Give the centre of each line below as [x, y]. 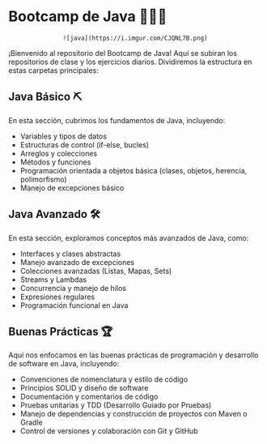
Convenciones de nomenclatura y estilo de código [104, 379]
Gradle [31, 423]
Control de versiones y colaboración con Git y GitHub [109, 431]
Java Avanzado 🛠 [55, 214]
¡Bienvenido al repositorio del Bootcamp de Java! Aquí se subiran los [123, 53]
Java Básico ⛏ [45, 97]
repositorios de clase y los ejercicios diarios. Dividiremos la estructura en [130, 62]
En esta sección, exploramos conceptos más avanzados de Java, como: [129, 237]
